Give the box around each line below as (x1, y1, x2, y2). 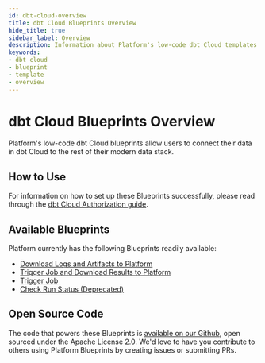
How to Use (8, 170, 67, 183)
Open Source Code (8, 307, 104, 321)
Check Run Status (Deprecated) (19, 284, 125, 294)
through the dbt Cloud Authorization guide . (8, 199, 148, 209)
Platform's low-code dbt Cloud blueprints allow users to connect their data (8, 138, 252, 148)
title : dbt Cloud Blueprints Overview (8, 19, 136, 27)
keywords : (8, 48, 41, 56)
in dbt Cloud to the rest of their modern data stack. (8, 147, 175, 156)
